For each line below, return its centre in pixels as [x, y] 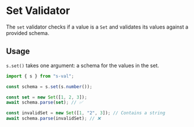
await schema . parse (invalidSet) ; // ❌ [53, 119]
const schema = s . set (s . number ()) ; [49, 87]
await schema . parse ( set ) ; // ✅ [45, 103]
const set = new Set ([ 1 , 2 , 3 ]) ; [47, 97]
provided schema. [28, 33]
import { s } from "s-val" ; [40, 76]
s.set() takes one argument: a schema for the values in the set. [82, 65]
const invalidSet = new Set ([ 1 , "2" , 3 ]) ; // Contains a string [86, 113]
